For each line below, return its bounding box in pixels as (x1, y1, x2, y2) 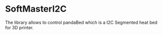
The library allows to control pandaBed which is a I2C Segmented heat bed (5, 19, 158, 25)
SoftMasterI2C (5, 3, 67, 15)
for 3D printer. (5, 24, 34, 30)
